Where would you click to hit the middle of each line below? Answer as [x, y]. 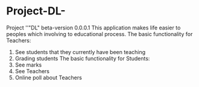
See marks [28, 65]
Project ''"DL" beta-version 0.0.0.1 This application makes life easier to [93, 28]
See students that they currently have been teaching [80, 52]
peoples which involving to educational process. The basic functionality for [99, 34]
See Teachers [32, 71]
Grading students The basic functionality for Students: [82, 58]
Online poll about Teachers [49, 77]
